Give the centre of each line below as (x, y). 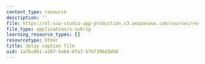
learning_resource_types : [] (43, 35)
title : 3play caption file (41, 46)
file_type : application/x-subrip (49, 29)
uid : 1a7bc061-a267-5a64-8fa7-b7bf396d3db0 (63, 52)
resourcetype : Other (33, 40)
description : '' (27, 18)
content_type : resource (37, 12)
